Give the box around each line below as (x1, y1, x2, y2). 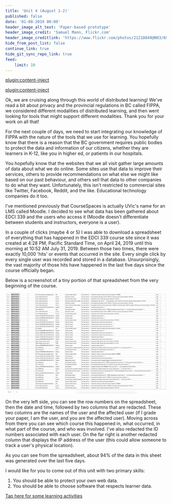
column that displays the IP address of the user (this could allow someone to (5, 436, 167, 443)
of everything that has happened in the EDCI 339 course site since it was (5, 235, 160, 241)
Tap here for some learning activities (5, 493, 83, 499)
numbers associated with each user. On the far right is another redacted (5, 431, 158, 437)
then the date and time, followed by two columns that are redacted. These (5, 404, 161, 410)
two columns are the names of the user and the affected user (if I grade (5, 409, 156, 415)
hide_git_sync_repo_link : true (5, 51, 72, 56)
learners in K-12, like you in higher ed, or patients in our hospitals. (5, 150, 143, 156)
